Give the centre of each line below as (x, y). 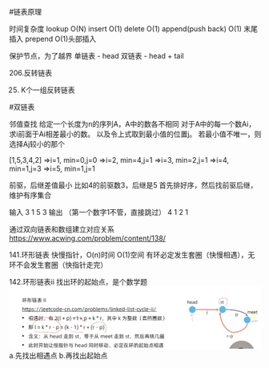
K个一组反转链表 (48, 90)
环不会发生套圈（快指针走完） (58, 265)
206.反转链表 (31, 73)
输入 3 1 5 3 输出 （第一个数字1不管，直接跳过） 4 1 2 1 (99, 212)
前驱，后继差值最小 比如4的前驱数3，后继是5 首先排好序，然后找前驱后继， (133, 185)
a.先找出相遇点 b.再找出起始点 (58, 355)
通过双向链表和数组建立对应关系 (62, 229)
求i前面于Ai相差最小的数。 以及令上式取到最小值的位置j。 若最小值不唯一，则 (135, 134)
